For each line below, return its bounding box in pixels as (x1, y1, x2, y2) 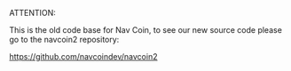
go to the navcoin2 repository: (9, 35, 120, 44)
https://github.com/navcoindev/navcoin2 (9, 51, 158, 61)
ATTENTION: (9, 8, 56, 18)
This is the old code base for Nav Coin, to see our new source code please (9, 25, 282, 35)
